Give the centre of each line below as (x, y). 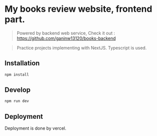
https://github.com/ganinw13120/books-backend (66, 38)
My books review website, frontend (78, 9)
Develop (17, 90)
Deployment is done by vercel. (35, 128)
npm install (17, 75)
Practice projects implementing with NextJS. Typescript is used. (82, 48)
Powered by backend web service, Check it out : (66, 33)
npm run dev (17, 101)
